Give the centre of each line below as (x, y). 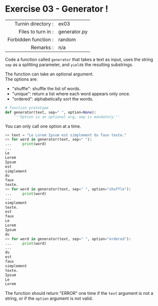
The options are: (21, 79)
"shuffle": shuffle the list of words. (46, 88)
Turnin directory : (34, 24)
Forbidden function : (31, 39)
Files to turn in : (36, 32)
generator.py (73, 32)
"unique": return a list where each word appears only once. (71, 94)
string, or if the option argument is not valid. (49, 298)
